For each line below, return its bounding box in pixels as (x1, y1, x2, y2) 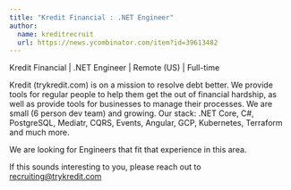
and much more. (9, 127, 70, 138)
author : (9, 21, 39, 30)
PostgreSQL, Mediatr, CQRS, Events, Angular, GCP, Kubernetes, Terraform (9, 118, 284, 128)
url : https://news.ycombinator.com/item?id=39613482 (17, 37, 218, 47)
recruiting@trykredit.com (9, 171, 102, 182)
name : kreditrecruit (17, 29, 94, 38)
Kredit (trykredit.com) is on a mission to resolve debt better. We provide (9, 79, 273, 90)
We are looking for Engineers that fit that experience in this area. (9, 145, 247, 155)
